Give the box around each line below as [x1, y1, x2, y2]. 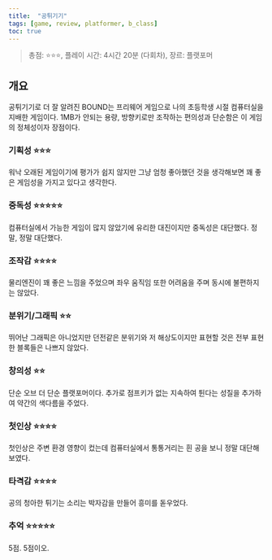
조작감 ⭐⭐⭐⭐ [8, 255, 58, 266]
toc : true [8, 27, 42, 35]
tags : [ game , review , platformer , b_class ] [8, 20, 158, 28]
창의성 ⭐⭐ [8, 365, 46, 377]
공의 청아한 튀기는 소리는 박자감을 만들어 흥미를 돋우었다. [8, 498, 188, 508]
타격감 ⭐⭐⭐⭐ [8, 475, 58, 487]
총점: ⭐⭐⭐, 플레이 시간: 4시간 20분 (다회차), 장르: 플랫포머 [28, 50, 214, 60]
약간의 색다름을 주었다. [16, 398, 89, 408]
